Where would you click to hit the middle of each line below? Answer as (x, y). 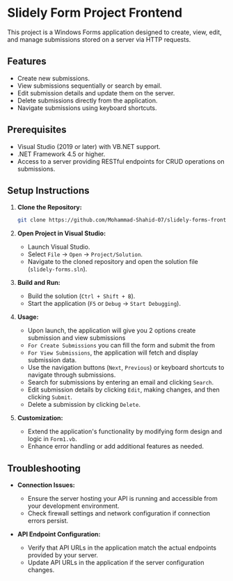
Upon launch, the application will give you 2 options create (112, 331)
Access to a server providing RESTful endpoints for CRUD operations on (121, 161)
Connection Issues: (46, 485)
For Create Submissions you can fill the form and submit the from (121, 346)
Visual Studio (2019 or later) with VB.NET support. (89, 146)
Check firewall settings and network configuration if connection (119, 513)
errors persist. (48, 521)
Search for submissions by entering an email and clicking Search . (121, 382)
